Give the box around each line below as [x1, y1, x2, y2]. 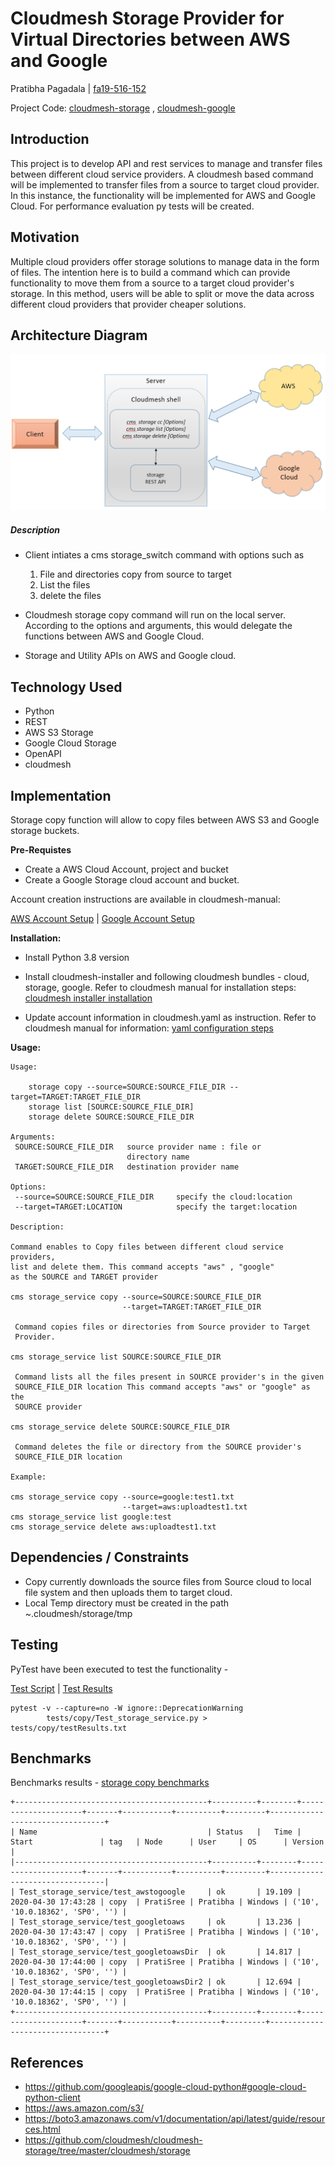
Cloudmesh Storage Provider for [10, 7, 285, 30]
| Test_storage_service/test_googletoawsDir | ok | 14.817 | [10, 1947, 302, 1957]
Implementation [10, 787, 112, 804]
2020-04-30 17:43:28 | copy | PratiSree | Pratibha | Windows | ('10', [10, 1897, 320, 1907]
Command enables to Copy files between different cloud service [10, 1242, 284, 1252]
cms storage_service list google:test [10, 1512, 172, 1522]
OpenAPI [24, 748, 62, 760]
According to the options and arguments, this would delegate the [24, 620, 293, 632]
